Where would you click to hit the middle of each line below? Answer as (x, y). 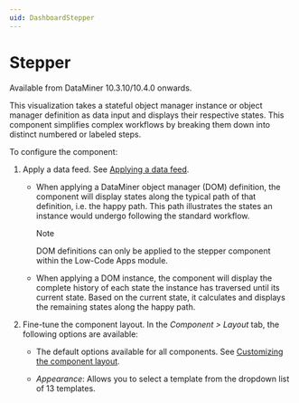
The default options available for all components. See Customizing (159, 351)
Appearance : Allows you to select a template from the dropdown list (163, 379)
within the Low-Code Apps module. (102, 260)
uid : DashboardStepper (52, 18)
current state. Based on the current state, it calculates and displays (161, 297)
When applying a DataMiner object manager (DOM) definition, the (158, 187)
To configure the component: (64, 151)
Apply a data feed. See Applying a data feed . (106, 169)
